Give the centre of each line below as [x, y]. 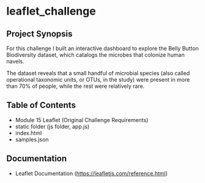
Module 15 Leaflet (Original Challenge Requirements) [82, 120]
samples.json [32, 139]
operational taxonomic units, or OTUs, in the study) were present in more [98, 80]
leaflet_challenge [51, 11]
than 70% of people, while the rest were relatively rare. [76, 86]
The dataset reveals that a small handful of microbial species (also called [98, 73]
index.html [28, 133]
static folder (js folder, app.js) [52, 126]
